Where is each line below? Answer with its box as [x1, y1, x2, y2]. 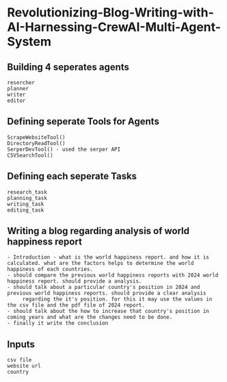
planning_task [7, 194, 48, 201]
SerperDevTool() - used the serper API [7, 146, 121, 153]
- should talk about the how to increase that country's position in [7, 308, 210, 315]
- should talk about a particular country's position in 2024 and [7, 284, 200, 291]
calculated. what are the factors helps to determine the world [7, 260, 194, 267]
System [7, 34, 52, 49]
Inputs [7, 338, 36, 350]
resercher [7, 79, 36, 86]
